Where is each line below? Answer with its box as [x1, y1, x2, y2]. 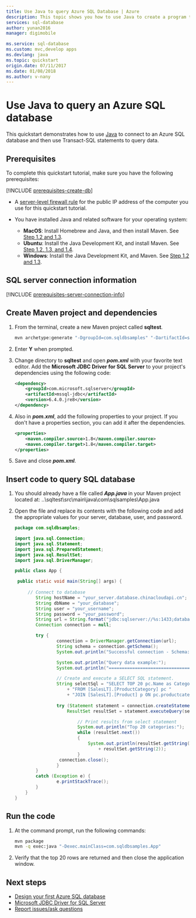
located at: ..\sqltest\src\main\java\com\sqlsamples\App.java [14, 496, 160, 503]
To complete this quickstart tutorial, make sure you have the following [6, 169, 173, 176]
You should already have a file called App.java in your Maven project [14, 490, 181, 497]
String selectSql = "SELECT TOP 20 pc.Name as [56, 681, 172, 687]
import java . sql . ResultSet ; [14, 552, 83, 558]
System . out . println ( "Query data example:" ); [56, 660, 167, 666]
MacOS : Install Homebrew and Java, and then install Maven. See [23, 227, 179, 234]
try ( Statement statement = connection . [56, 702, 156, 709]
